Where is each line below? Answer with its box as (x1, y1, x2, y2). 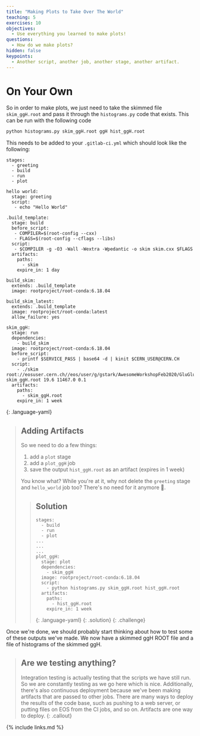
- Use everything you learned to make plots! (11, 31, 127, 37)
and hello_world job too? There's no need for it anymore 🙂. (20, 484, 166, 491)
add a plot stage (29, 453, 71, 460)
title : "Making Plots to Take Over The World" (6, 8, 124, 15)
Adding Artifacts (20, 426, 85, 436)
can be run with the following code (6, 117, 92, 124)
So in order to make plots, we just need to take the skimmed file (6, 104, 162, 111)
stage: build (11, 220, 44, 226)
